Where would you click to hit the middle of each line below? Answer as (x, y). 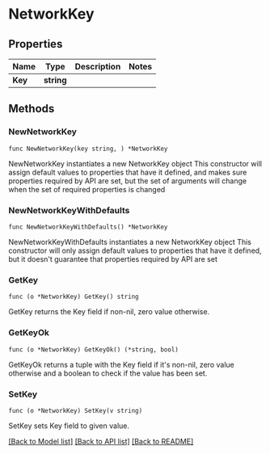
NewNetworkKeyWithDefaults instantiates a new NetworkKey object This (130, 242)
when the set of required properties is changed (87, 189)
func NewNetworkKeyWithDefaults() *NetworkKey (88, 227)
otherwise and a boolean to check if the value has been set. (108, 373)
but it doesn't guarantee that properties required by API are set (113, 259)
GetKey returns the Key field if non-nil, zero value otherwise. (109, 312)
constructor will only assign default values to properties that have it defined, (135, 250)
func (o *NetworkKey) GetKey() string (74, 297)
